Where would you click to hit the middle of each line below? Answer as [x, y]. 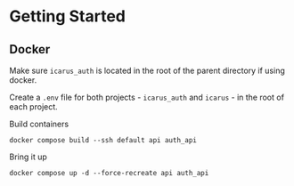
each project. [33, 107]
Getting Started [68, 16]
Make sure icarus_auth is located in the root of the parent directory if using [147, 70]
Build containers [39, 124]
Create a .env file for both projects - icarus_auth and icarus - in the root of [147, 97]
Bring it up [28, 157]
